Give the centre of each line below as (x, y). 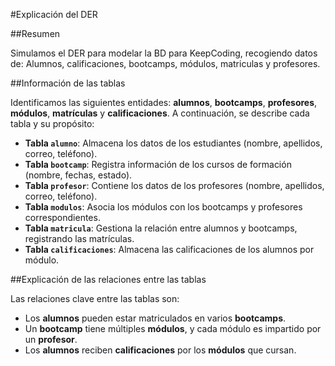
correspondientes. (62, 217)
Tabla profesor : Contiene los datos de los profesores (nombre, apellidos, (174, 185)
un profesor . (51, 339)
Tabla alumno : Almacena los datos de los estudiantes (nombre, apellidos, (173, 143)
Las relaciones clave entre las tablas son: (95, 298)
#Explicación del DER (54, 14)
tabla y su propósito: (52, 123)
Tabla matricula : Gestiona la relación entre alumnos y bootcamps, (161, 228)
